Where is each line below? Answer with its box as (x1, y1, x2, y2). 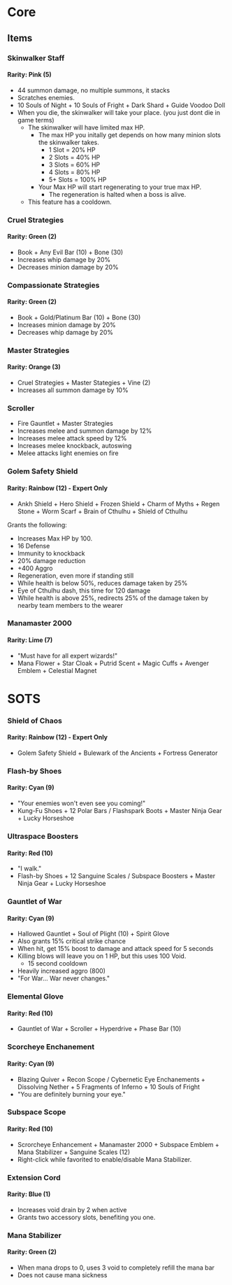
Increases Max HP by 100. (17, 534, 93, 543)
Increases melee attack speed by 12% (17, 434, 127, 443)
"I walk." (17, 864, 42, 873)
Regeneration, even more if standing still (17, 571, 134, 580)
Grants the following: (7, 520, 68, 529)
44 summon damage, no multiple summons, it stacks (17, 85, 170, 95)
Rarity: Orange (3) (7, 363, 61, 371)
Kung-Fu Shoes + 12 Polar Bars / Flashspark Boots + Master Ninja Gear (17, 807, 222, 815)
